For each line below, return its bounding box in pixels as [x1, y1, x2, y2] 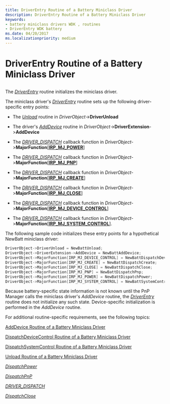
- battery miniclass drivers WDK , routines [5, 21, 101, 27]
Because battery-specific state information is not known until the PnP [5, 288, 150, 294]
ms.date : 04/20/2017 [5, 31, 49, 36]
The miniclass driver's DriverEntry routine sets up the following [5, 99, 137, 105]
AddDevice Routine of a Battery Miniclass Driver [5, 324, 106, 330]
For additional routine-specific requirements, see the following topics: [5, 314, 150, 321]
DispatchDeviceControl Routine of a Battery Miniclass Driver [5, 334, 131, 340]
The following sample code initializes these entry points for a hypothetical [5, 230, 159, 237]
